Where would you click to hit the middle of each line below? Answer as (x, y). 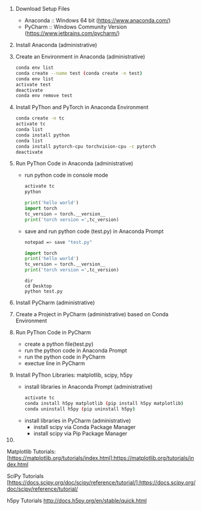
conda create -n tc (40, 118)
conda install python (42, 135)
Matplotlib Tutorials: (31, 451)
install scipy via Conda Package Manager (84, 427)
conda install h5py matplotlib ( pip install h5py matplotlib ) (104, 403)
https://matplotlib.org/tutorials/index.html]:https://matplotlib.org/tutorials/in (101, 457)
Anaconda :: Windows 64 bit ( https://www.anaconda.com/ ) (97, 20)
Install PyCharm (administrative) (55, 302)
